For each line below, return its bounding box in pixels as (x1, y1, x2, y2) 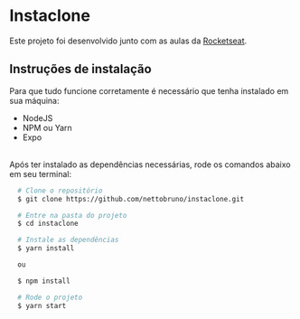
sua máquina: (9, 95, 60, 106)
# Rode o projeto (17, 293, 83, 302)
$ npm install (17, 277, 70, 286)
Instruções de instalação (9, 61, 152, 77)
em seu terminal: (9, 168, 72, 179)
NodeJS (22, 112, 53, 123)
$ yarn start (17, 301, 67, 310)
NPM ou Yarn (22, 122, 72, 133)
